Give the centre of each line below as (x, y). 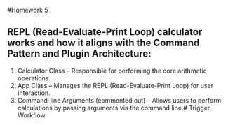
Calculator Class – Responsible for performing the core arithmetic (112, 71)
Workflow (31, 115)
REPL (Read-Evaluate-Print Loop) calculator (105, 32)
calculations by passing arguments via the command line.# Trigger (114, 108)
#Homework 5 (28, 10)
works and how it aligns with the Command (103, 43)
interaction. (34, 93)
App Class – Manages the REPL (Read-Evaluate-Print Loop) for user (115, 85)
